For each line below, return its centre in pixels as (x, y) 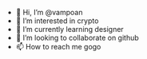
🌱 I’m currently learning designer (70, 29)
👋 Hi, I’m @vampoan (49, 12)
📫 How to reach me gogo (58, 47)
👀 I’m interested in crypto (57, 21)
